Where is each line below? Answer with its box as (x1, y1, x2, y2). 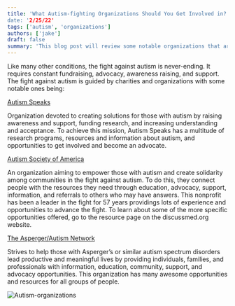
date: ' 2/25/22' (7, 17, 55, 24)
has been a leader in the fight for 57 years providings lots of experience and (7, 198, 226, 207)
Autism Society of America (7, 155, 85, 163)
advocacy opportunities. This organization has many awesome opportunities (7, 270, 228, 278)
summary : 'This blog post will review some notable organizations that (7, 43, 220, 50)
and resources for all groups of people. (7, 277, 120, 286)
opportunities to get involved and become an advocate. (7, 141, 166, 149)
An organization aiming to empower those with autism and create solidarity (7, 169, 223, 176)
